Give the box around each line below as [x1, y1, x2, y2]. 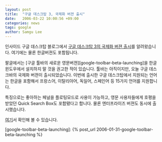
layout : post [5, 7, 31, 12]
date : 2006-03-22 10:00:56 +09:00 [5, 16, 79, 21]
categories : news [5, 20, 40, 26]
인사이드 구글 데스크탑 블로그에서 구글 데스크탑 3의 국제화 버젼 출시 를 [5, 44, 135, 49]
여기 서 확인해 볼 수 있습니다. [5, 117, 58, 123]
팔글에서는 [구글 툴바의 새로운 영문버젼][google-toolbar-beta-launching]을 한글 [5, 60, 157, 65]
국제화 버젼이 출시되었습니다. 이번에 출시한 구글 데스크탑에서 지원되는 [17, 72, 148, 78]
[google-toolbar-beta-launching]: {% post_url [5, 126, 96, 132]
